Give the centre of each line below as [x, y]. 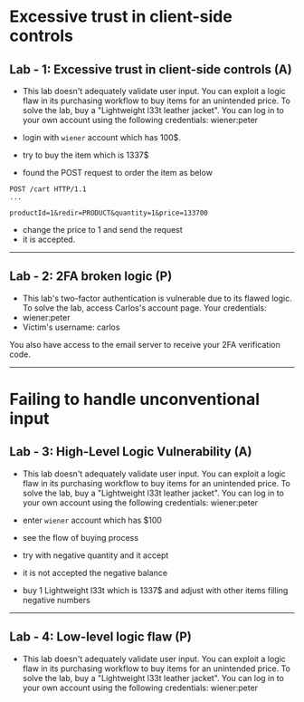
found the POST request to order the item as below [117, 173]
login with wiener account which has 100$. [101, 137]
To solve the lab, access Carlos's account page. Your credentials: [144, 308]
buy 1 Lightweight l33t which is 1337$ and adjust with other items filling [155, 590]
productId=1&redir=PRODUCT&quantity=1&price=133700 [109, 213]
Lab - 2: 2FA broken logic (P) [91, 277]
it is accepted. [49, 239]
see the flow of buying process [80, 537]
